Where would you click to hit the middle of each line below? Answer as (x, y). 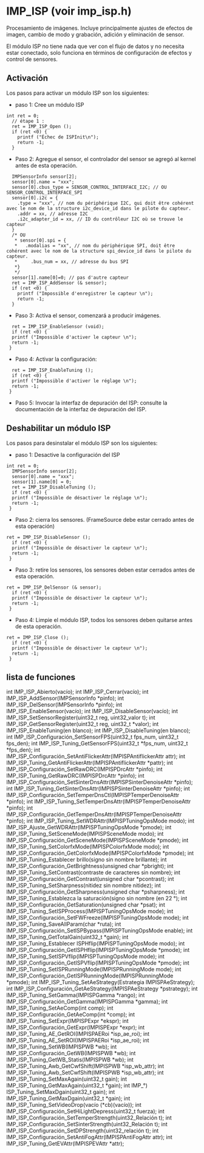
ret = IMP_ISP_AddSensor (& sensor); (59, 283)
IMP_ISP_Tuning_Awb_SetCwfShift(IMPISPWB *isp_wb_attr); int (85, 1073)
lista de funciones (41, 677)
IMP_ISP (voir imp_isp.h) (69, 11)
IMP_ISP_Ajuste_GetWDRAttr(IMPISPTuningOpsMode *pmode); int (89, 827)
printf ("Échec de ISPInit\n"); (58, 137)
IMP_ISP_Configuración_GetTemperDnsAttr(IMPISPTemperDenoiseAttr (94, 815)
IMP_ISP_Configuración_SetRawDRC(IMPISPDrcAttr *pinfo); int (84, 769)
